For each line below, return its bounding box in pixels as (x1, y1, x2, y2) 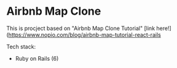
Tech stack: (6, 43, 36, 50)
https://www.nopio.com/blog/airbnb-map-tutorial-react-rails (8, 31, 161, 38)
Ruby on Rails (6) (15, 55, 59, 62)
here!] (156, 25, 172, 32)
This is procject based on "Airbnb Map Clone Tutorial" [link (6, 25, 155, 32)
